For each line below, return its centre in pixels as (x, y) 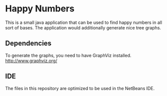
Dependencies (28, 44)
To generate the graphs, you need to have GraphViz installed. (68, 55)
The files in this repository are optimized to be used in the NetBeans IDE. (80, 88)
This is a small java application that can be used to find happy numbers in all (84, 22)
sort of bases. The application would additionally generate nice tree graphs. (83, 27)
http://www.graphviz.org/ (31, 61)
